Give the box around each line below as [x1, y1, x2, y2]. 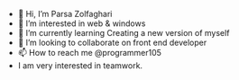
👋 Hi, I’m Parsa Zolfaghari [17, 9, 113, 19]
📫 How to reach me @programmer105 [17, 48, 162, 58]
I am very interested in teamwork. [17, 60, 142, 71]
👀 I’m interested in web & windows [17, 18, 146, 29]
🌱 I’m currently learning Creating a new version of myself [17, 28, 230, 38]
